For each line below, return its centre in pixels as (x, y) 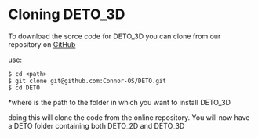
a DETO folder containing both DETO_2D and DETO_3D (96, 125)
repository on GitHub (42, 44)
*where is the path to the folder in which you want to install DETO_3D (120, 102)
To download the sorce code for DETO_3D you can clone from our (114, 36)
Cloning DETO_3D (67, 15)
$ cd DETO (24, 88)
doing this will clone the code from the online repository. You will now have (129, 117)
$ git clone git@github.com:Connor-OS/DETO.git (87, 81)
